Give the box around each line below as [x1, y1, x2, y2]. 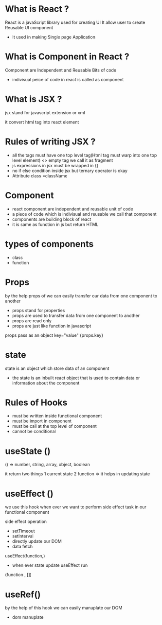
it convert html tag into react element [5, 119, 79, 125]
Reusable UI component [5, 24, 54, 30]
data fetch [12, 543, 33, 550]
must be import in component [12, 418, 72, 424]
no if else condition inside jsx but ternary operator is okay [12, 168, 128, 174]
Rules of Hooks [5, 397, 68, 408]
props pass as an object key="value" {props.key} [5, 332, 104, 338]
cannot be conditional [12, 429, 56, 434]
